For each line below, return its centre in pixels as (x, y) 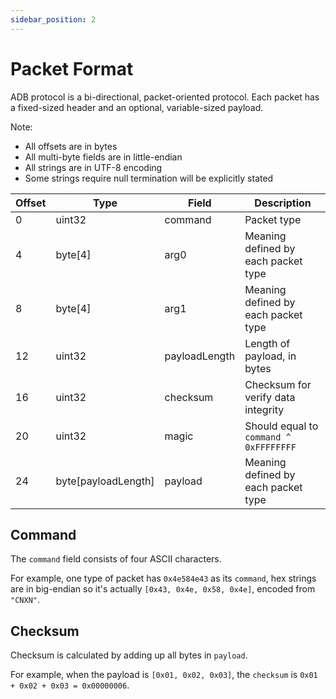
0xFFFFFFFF (270, 447)
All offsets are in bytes (71, 146)
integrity (264, 409)
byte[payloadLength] (105, 481)
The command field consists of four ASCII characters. (116, 559)
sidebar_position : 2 (53, 19)
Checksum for (278, 384)
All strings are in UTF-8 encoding (93, 167)
